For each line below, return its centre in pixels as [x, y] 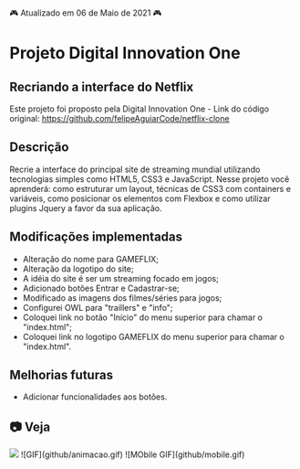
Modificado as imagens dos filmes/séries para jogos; [122, 298]
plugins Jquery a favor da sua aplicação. [86, 208]
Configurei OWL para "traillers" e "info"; [98, 307]
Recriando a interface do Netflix [102, 86]
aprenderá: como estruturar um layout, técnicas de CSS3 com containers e [150, 188]
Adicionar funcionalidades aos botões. [95, 397]
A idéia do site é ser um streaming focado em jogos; [120, 278]
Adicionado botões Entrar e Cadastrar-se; [101, 288]
